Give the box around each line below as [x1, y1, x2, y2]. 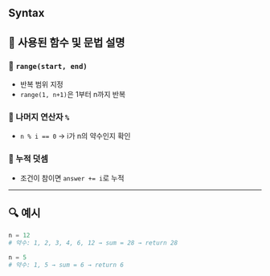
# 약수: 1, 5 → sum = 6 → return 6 [8, 261, 125, 270]
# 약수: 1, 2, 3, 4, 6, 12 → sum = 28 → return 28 [8, 239, 178, 247]
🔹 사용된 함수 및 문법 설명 [8, 35, 125, 49]
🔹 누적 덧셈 [8, 153, 48, 164]
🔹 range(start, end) [8, 60, 88, 71]
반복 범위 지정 [19, 79, 63, 89]
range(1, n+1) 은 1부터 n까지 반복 [19, 90, 126, 99]
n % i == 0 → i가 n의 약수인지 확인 [19, 132, 131, 141]
